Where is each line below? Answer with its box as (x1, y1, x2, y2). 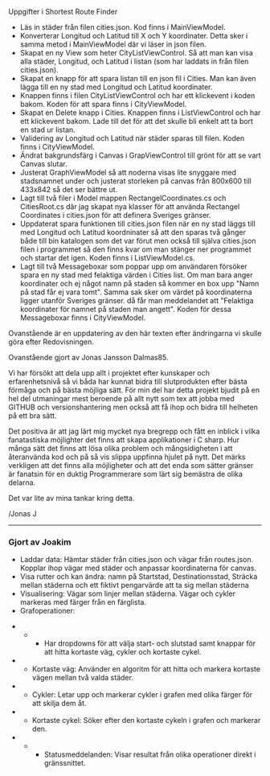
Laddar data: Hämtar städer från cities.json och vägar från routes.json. (19, 555, 254, 565)
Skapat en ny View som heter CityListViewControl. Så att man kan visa (19, 48, 253, 57)
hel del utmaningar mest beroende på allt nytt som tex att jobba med (8, 394, 235, 403)
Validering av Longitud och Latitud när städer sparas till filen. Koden (19, 133, 245, 143)
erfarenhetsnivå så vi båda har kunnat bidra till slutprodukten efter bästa (8, 377, 247, 386)
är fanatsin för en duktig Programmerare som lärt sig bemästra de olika (8, 470, 243, 478)
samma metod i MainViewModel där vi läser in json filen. (19, 39, 207, 49)
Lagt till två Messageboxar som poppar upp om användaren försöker (19, 261, 247, 271)
